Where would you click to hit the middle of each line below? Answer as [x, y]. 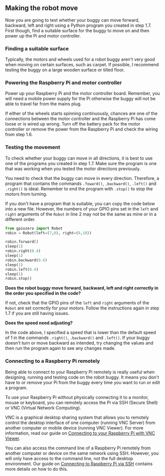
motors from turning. [26, 194]
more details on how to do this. [37, 469]
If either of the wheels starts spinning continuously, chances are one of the [82, 114]
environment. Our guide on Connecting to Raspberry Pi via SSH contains [79, 464]
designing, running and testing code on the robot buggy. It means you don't [82, 377]
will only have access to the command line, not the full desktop [69, 458]
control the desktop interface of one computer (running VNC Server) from [80, 423]
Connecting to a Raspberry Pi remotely [53, 361]
